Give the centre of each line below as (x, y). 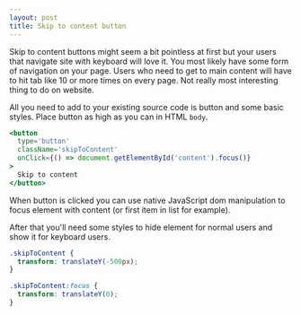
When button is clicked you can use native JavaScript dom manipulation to (147, 200)
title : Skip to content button (68, 26)
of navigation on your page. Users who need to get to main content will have (150, 70)
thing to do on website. (52, 90)
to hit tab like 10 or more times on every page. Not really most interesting (144, 80)
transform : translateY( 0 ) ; (68, 294)
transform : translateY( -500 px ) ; (78, 261)
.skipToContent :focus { (54, 286)
